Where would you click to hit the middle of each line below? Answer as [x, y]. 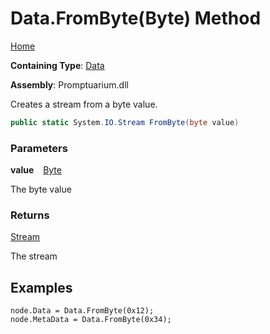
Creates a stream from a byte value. [84, 104]
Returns [30, 215]
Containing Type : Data [57, 65]
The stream [34, 256]
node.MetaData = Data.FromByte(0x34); [91, 320]
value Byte [36, 170]
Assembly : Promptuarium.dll [69, 84]
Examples [41, 287]
